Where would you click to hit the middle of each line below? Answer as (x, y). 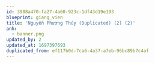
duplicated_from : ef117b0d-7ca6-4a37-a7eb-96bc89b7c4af (77, 51)
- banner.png (28, 34)
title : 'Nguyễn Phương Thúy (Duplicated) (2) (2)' (71, 23)
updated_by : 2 (24, 40)
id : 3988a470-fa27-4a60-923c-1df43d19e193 (60, 12)
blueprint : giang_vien (35, 17)
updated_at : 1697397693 (36, 46)
